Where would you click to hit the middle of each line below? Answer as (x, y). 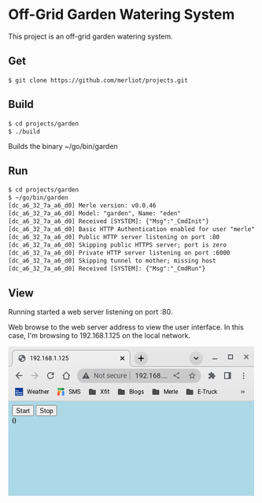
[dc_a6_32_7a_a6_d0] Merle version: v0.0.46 (82, 206)
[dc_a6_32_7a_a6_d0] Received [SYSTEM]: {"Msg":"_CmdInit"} (109, 222)
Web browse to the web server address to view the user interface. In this (126, 327)
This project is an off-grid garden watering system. (90, 36)
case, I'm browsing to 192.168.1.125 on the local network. (100, 336)
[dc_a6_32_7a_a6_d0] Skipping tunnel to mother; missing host (112, 261)
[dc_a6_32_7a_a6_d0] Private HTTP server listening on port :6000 (119, 253)
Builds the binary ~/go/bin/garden (63, 146)
